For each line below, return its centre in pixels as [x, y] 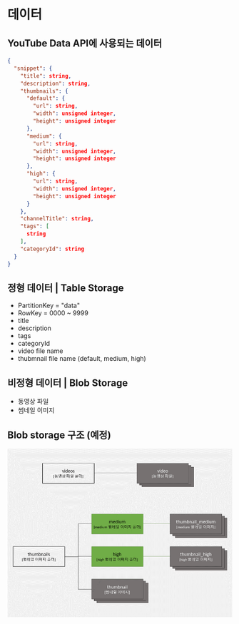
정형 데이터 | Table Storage [66, 288]
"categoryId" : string [52, 249]
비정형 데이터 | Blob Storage [68, 383]
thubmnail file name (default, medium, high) [82, 359]
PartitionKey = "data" [49, 306]
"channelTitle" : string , [57, 219]
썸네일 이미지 [36, 410]
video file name [40, 351]
